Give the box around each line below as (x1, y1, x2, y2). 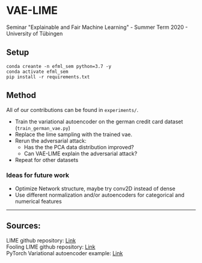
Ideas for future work (6, 171, 69, 179)
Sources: (6, 221, 41, 231)
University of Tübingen (6, 29, 63, 37)
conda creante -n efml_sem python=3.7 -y (6, 63, 112, 69)
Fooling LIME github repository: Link (6, 243, 96, 250)
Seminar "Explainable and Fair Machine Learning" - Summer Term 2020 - (6, 23, 188, 31)
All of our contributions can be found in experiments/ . (6, 106, 139, 113)
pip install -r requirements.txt (6, 73, 90, 80)
